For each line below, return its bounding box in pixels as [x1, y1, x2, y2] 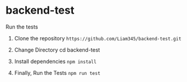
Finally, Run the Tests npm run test [14, 69, 101, 76]
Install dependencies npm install [14, 58, 97, 65]
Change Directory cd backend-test [14, 46, 100, 53]
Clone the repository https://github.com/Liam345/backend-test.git [14, 34, 182, 42]
